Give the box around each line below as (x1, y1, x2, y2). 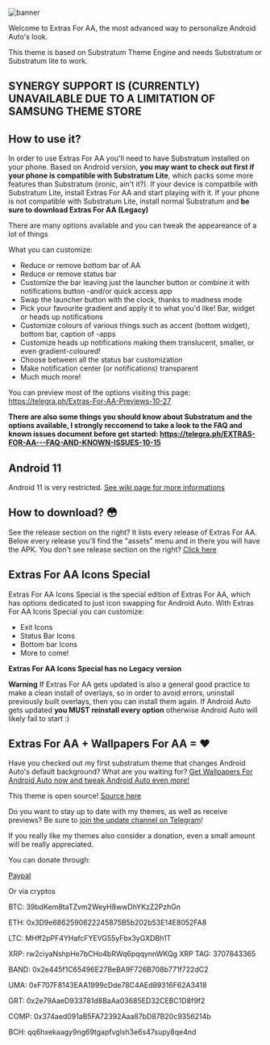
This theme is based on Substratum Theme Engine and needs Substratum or (8, 48, 263, 57)
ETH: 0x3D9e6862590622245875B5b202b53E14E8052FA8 (8, 917, 207, 928)
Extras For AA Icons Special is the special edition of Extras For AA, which (8, 590, 251, 599)
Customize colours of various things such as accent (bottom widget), (19, 321, 250, 330)
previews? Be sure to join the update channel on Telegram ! (8, 816, 204, 825)
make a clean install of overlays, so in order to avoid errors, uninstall (8, 687, 235, 698)
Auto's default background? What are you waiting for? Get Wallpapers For (8, 767, 254, 777)
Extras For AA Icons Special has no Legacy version (8, 663, 182, 674)
